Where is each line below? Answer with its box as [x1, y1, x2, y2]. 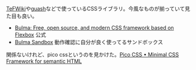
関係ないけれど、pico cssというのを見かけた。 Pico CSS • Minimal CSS [6, 51, 179, 58]
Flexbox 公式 [14, 31, 46, 38]
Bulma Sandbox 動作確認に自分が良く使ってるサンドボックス [14, 39, 163, 45]
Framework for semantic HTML [6, 58, 82, 65]
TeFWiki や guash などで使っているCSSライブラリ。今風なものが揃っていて [6, 5, 185, 12]
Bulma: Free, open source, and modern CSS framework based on [14, 24, 174, 31]
